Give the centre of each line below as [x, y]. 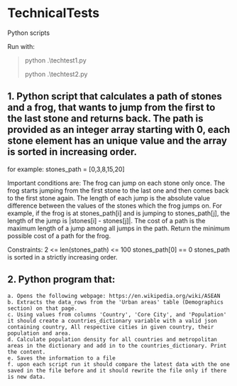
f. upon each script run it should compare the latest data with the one [119, 364]
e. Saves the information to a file [61, 358]
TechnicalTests [54, 13]
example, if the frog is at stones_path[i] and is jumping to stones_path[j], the [119, 213]
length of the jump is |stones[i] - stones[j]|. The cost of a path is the [106, 220]
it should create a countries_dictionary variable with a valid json [112, 321]
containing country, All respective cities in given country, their [111, 327]
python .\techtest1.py [55, 60]
